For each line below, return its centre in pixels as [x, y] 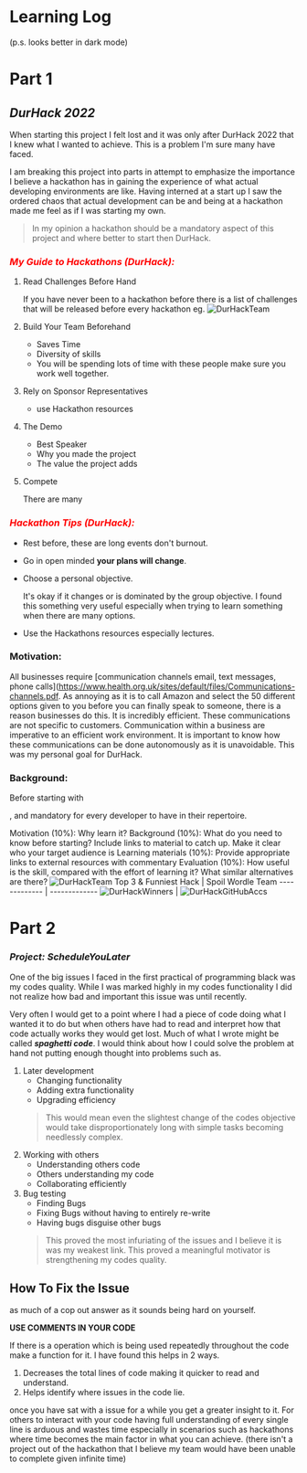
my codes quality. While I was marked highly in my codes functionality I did [151, 986]
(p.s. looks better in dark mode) [69, 42]
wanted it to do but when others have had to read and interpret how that [145, 1023]
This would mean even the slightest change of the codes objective [170, 1118]
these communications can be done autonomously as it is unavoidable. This [152, 744]
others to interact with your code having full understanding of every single [149, 1420]
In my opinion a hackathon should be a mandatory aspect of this [153, 228]
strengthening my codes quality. [106, 1259]
